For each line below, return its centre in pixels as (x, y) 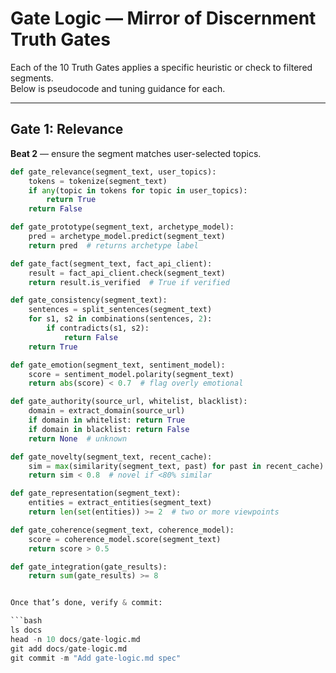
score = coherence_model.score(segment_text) (125, 539)
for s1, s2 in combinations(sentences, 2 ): (120, 319)
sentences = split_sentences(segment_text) (120, 310)
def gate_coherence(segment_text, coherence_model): (122, 530)
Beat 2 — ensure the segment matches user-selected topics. (136, 153)
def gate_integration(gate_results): (89, 567)
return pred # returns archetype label (113, 245)
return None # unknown (78, 438)
